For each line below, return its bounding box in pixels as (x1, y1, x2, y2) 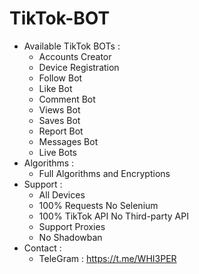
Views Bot (38, 103, 81, 116)
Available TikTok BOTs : (23, 40, 121, 52)
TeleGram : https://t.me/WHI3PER (38, 252, 177, 264)
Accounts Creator (38, 50, 112, 62)
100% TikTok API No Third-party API (38, 210, 189, 222)
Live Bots (38, 146, 77, 158)
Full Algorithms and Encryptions (38, 167, 171, 179)
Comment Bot (38, 93, 96, 105)
